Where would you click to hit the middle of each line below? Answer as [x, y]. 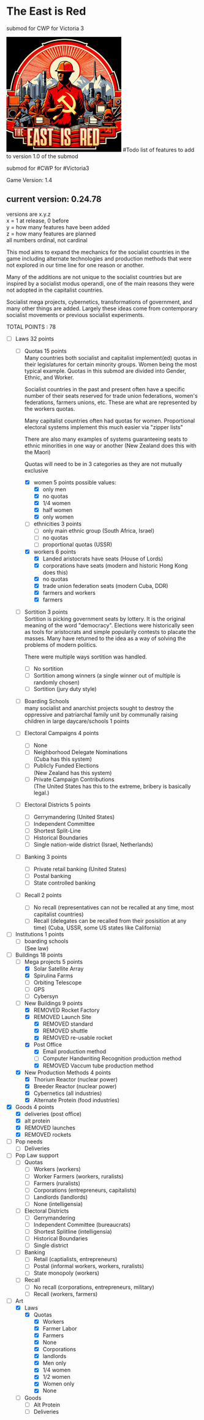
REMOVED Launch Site [62, 1017]
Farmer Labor [60, 1328]
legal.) [41, 793]
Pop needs [29, 1142]
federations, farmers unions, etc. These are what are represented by [111, 402]
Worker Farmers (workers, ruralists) [78, 1176]
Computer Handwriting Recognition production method [112, 1058]
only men [54, 489]
